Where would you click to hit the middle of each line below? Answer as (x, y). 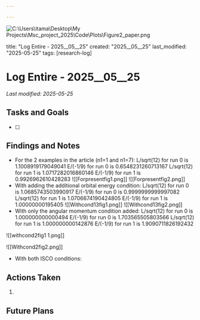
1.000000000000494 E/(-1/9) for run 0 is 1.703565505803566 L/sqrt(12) (104, 218)
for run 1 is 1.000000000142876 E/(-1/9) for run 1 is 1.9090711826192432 (104, 224)
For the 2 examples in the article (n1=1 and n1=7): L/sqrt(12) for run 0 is (101, 160)
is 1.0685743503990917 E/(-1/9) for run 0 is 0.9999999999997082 (97, 192)
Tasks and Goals (38, 112)
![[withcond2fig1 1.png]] (35, 236)
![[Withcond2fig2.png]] (35, 247)
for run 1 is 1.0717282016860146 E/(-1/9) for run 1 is (78, 173)
